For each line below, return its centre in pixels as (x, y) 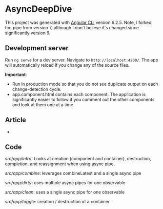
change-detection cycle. (37, 89)
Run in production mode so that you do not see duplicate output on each (85, 84)
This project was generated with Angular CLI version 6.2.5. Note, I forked (78, 22)
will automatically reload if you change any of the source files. (67, 65)
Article (16, 120)
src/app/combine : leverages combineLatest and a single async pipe (73, 173)
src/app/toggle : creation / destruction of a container (57, 202)
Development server (37, 48)
